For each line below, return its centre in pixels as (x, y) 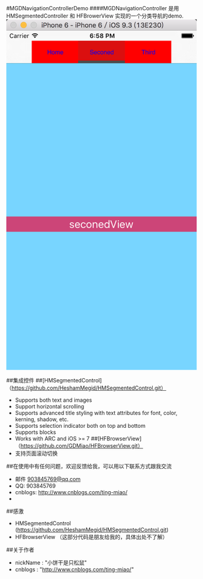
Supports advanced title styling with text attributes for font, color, (96, 413)
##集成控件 (20, 380)
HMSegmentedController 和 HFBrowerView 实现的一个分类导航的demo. (95, 16)
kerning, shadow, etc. (42, 419)
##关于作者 (20, 549)
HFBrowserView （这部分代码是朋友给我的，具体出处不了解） (91, 537)
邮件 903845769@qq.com (48, 479)
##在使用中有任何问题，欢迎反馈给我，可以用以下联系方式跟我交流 (89, 466)
